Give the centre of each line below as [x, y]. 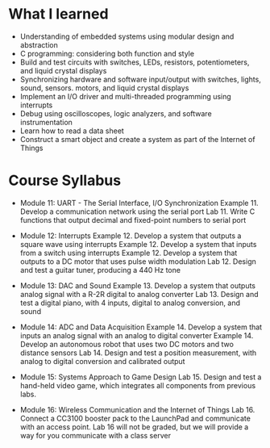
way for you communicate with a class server [96, 435]
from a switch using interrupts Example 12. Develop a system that [129, 253]
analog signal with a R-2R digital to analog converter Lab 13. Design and [139, 294]
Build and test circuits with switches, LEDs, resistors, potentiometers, [135, 62]
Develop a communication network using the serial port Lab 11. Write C [137, 211]
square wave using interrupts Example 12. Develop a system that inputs [138, 244]
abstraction [39, 44]
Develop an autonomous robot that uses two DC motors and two [127, 344]
